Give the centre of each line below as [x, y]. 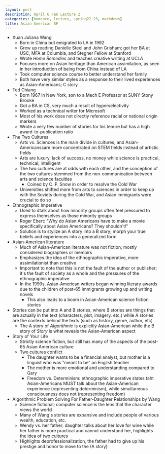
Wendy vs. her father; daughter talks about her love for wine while [87, 425]
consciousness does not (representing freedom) [76, 394]
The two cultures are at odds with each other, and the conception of [89, 169]
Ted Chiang [24, 90]
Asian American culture [50, 347]
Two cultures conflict [41, 352]
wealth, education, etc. [43, 420]
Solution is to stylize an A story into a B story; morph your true [83, 231]
